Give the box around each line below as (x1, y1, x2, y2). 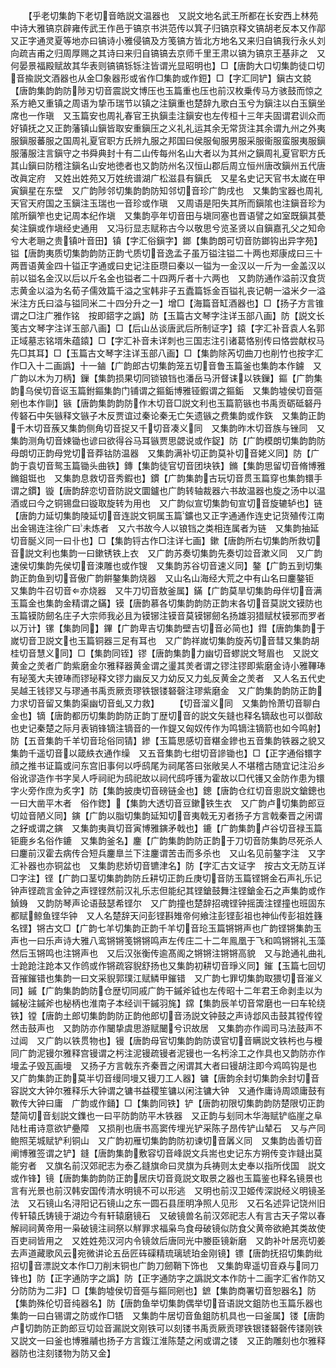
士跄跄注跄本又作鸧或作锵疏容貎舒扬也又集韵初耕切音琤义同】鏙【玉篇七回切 (10, 960, 326, 971)
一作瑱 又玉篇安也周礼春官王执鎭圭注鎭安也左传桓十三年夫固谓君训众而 (27, 110, 326, 121)
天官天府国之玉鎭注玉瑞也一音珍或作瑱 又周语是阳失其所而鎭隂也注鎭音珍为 (10, 197, 326, 209)
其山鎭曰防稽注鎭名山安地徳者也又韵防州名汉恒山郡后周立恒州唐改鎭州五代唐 (10, 160, 326, 171)
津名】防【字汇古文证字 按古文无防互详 (158, 860, 326, 871)
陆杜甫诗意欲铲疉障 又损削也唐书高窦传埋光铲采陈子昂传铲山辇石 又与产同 (10, 1122, 326, 1134)
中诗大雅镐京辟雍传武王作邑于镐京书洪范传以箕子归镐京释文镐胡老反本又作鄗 (10, 22, 326, 34)
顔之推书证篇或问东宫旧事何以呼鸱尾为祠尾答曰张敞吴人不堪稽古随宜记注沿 (10, 760, 317, 771)
